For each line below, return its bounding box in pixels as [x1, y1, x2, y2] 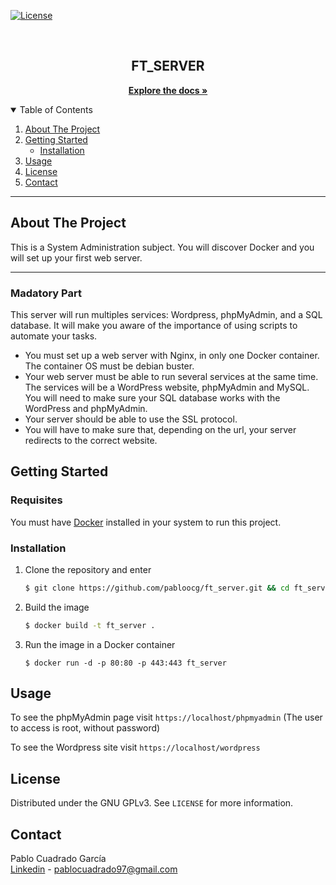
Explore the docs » [128, 84, 208, 96]
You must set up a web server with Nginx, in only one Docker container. [24, 349, 320, 361]
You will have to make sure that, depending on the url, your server [24, 423, 297, 435]
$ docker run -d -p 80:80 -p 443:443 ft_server [24, 658, 227, 668]
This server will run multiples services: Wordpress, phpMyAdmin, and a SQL [10, 308, 323, 320]
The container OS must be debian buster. [24, 360, 195, 372]
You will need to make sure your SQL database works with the [24, 391, 281, 404]
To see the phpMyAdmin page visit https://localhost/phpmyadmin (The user [10, 711, 323, 724]
